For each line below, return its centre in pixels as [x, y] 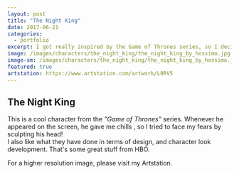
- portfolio [32, 40]
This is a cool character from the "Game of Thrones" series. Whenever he [116, 119]
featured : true [30, 67]
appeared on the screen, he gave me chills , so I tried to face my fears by [115, 127]
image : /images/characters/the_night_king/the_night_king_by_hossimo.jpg [119, 54]
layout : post [27, 14]
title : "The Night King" [44, 21]
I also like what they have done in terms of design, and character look [109, 142]
